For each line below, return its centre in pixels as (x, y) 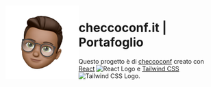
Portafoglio (111, 42)
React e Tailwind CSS (129, 69)
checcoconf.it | (123, 28)
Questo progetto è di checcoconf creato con (141, 61)
